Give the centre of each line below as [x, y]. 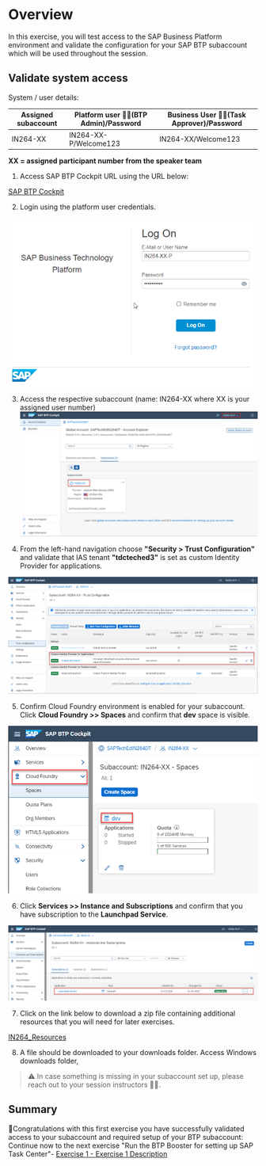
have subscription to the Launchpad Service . [94, 915]
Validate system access [68, 78]
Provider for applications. [61, 566]
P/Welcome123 [95, 143]
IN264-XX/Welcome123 [200, 139]
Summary [33, 1109]
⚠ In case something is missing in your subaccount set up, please [135, 1076]
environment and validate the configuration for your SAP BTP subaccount [128, 44]
